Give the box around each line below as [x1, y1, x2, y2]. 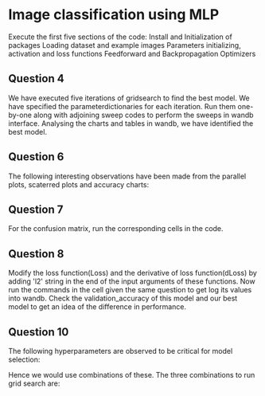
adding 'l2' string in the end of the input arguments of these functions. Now [8, 276, 256, 286]
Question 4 [8, 72, 65, 85]
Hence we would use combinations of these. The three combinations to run [8, 371, 255, 379]
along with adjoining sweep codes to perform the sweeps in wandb [33, 110, 254, 120]
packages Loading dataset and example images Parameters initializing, [8, 40, 241, 49]
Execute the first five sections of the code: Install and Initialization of [8, 32, 232, 41]
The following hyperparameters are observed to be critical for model [8, 347, 233, 355]
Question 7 [8, 202, 64, 216]
